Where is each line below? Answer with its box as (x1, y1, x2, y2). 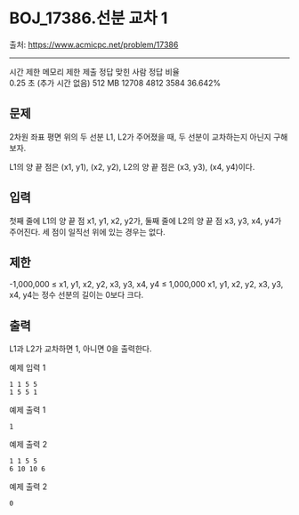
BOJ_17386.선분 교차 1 (9, 8, 168, 28)
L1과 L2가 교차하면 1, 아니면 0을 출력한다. (9, 343, 152, 354)
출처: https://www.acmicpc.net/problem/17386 (9, 39, 179, 50)
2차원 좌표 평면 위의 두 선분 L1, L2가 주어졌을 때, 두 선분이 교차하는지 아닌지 (9, 131, 271, 142)
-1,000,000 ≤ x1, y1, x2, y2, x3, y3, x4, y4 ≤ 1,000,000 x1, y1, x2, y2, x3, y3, (9, 279, 284, 290)
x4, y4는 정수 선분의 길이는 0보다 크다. (9, 290, 144, 301)
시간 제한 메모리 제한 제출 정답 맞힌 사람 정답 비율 (9, 66, 180, 76)
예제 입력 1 (9, 362, 46, 374)
